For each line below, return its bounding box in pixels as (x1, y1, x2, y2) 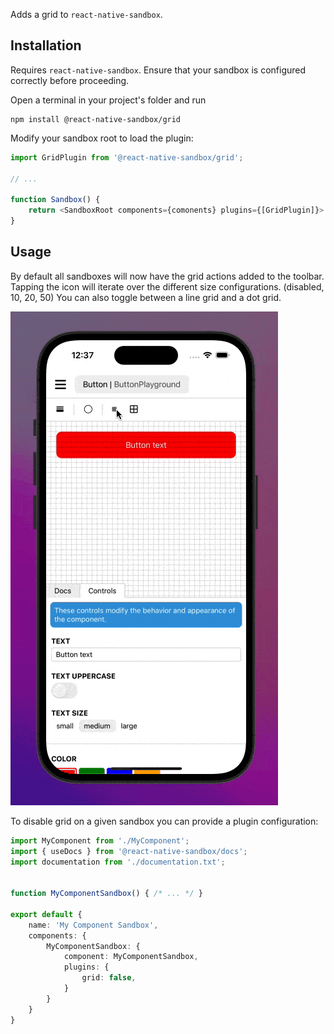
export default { (10, 909, 83, 919)
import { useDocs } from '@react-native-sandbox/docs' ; (10, 846, 248, 856)
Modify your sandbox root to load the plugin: (10, 132, 194, 144)
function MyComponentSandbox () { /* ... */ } (10, 889, 203, 899)
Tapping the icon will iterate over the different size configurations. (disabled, (10, 280, 325, 293)
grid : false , (81, 973, 137, 983)
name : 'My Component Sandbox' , (28, 920, 159, 930)
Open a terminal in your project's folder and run (10, 94, 207, 106)
